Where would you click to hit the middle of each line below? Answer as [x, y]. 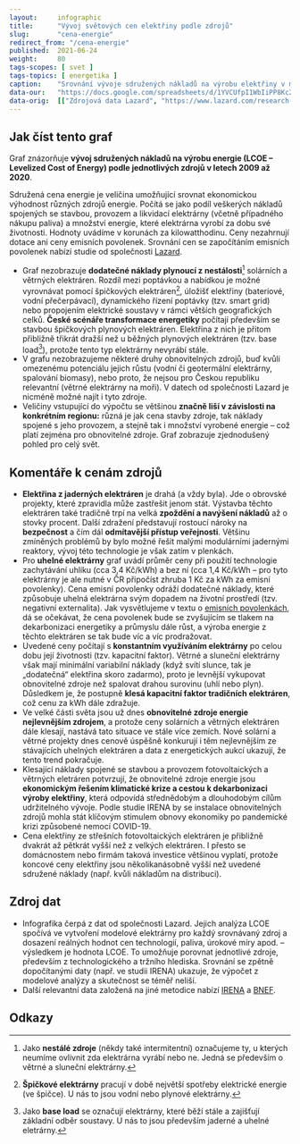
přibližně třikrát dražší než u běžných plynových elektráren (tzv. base [149, 338]
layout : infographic [55, 17]
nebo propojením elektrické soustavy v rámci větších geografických [147, 310]
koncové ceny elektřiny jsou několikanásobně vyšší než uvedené [142, 864]
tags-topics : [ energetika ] [63, 76]
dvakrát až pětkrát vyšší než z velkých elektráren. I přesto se [134, 845]
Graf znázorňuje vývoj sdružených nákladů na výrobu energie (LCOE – [142, 158]
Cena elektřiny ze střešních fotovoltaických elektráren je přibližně [142, 836]
